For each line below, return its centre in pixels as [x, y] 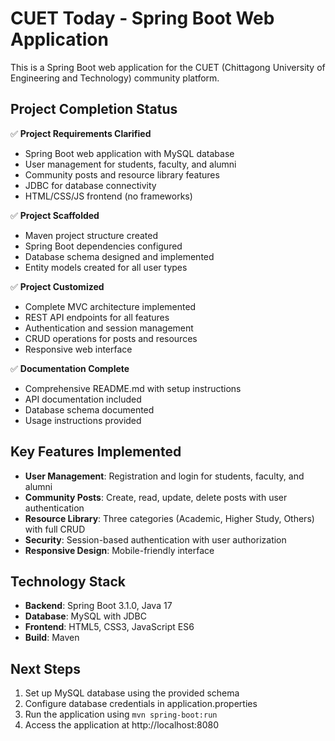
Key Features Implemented [96, 452]
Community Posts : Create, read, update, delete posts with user [156, 497]
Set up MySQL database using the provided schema [132, 693]
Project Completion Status [94, 109]
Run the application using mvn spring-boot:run [121, 714]
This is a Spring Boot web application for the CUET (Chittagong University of [168, 67]
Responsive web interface [78, 349]
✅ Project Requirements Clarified [81, 133]
